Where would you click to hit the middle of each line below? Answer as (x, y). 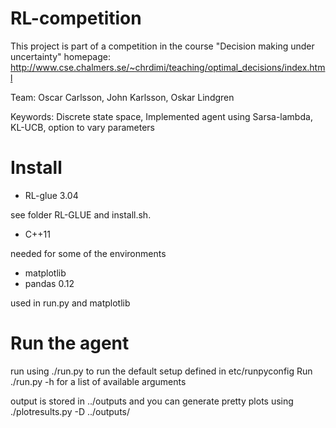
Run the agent (70, 343)
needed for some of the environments (88, 253)
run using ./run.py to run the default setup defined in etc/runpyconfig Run (161, 371)
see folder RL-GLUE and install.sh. (81, 214)
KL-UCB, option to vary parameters (83, 127)
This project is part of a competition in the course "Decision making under (162, 46)
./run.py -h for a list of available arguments (98, 381)
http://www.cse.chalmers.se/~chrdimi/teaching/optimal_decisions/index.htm (168, 67)
